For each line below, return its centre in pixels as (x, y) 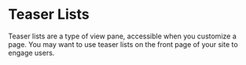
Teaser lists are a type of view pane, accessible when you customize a (123, 36)
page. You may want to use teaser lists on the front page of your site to (123, 44)
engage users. (31, 52)
